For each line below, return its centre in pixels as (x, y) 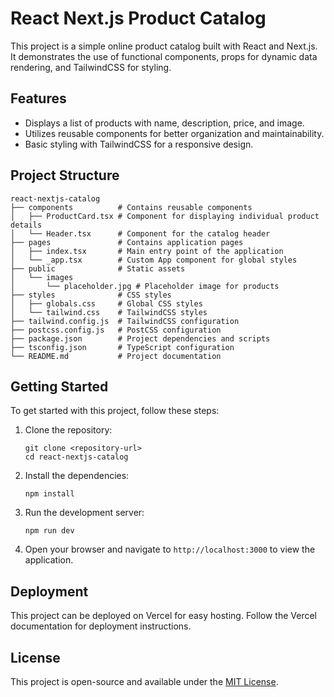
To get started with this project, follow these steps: (115, 411)
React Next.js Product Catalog (138, 18)
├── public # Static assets (98, 268)
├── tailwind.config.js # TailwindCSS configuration (125, 321)
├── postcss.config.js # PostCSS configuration (116, 330)
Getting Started (59, 386)
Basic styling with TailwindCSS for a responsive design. (139, 144)
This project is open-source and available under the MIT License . (144, 681)
